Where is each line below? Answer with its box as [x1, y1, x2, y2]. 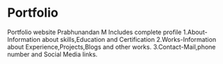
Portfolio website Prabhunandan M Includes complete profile [7, 28, 182, 36]
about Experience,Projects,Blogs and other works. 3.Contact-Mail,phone [7, 42, 216, 51]
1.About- [182, 28, 208, 36]
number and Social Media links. [7, 50, 98, 58]
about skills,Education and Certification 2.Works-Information [41, 35, 217, 43]
